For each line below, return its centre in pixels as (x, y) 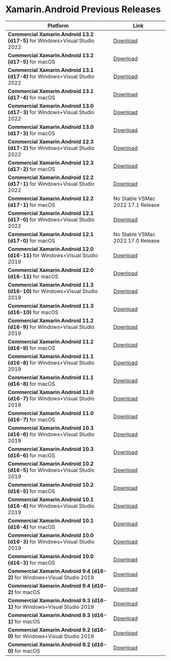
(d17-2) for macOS (32, 169)
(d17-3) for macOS (32, 133)
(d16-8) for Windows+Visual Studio (51, 362)
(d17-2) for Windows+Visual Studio (51, 148)
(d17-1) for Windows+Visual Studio (51, 184)
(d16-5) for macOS (32, 491)
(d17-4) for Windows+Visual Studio (51, 76)
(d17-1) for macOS (32, 204)
